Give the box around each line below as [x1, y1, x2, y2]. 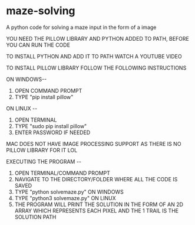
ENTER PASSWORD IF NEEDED [14, 129, 91, 136]
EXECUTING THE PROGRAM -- [6, 158, 81, 165]
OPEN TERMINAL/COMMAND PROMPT [14, 169, 111, 177]
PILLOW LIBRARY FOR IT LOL [6, 146, 78, 154]
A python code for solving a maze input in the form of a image [6, 24, 157, 31]
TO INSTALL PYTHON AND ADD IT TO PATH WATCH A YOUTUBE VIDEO [6, 53, 182, 60]
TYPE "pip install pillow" [14, 93, 74, 100]
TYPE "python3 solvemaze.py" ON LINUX [14, 194, 116, 201]
